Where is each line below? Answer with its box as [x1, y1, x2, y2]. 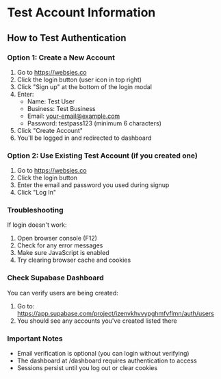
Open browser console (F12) [16, 234, 98, 243]
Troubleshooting [7, 206, 64, 215]
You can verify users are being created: [7, 289, 118, 297]
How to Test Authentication [7, 32, 127, 44]
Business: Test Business [27, 104, 96, 112]
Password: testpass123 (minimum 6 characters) [27, 119, 162, 127]
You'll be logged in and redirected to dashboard [16, 134, 152, 142]
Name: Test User [27, 97, 75, 106]
